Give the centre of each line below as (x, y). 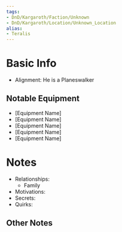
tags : (13, 12)
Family (32, 185)
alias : (14, 28)
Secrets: (25, 198)
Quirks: (24, 204)
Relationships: (32, 179)
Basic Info (31, 64)
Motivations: (30, 191)
